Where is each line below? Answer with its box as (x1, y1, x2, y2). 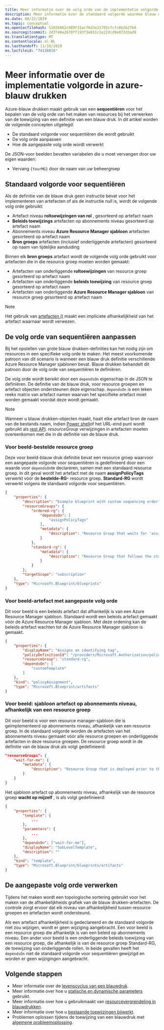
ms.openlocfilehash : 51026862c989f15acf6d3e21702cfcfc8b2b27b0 (5, 25, 137, 30)
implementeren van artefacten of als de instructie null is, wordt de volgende (5, 198, 157, 204)
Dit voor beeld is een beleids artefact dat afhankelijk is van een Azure (5, 608, 145, 614)
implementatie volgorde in (5, 79, 114, 91)
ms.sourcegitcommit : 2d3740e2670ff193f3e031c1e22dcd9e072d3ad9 (5, 30, 137, 35)
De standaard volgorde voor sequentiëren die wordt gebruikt (12, 131, 134, 137)
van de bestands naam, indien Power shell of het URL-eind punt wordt (5, 421, 145, 427)
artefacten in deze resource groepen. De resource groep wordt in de (5, 738, 143, 744)
